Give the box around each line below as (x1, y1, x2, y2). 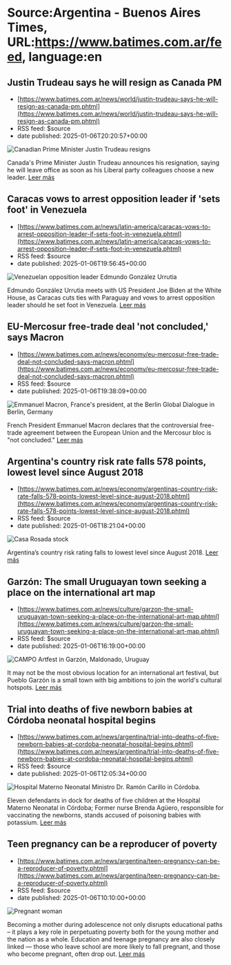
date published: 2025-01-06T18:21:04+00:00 (17, 521, 146, 530)
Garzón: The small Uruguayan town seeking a (7, 576, 207, 588)
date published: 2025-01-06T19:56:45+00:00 (17, 259, 147, 267)
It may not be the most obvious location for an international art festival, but (7, 669, 219, 677)
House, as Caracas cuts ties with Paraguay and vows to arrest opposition (7, 293, 215, 302)
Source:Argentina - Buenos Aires (7, 5, 201, 21)
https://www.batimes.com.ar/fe (34, 35, 222, 50)
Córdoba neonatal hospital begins (7, 714, 157, 726)
